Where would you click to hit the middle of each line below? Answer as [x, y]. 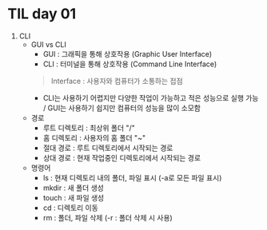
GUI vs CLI [49, 44]
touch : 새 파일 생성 [74, 197]
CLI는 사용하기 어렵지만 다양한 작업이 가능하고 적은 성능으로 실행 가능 [151, 97]
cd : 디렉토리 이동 [71, 208]
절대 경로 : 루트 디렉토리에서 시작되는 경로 [108, 148]
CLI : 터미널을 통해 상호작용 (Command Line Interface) [130, 64]
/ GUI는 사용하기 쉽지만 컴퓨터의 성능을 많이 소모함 [122, 108]
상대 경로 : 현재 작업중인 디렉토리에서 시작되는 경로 [122, 157]
